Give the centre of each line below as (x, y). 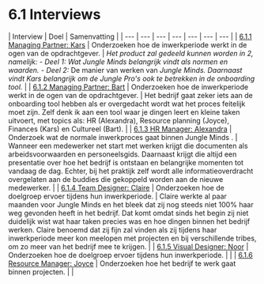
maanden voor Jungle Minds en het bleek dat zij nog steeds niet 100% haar (131, 204)
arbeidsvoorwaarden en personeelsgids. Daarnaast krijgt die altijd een (123, 154)
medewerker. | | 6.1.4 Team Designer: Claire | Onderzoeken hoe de (117, 187)
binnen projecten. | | (41, 271)
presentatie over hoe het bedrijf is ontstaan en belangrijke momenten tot (126, 162)
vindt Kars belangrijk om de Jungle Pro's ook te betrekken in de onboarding (132, 78)
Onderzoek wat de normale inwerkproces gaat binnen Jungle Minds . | (123, 137)
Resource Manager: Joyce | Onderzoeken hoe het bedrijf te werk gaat (122, 263)
